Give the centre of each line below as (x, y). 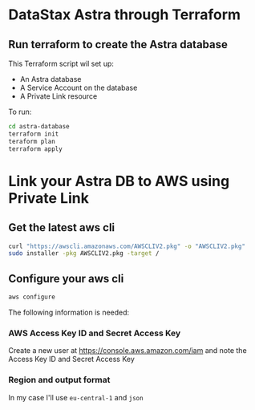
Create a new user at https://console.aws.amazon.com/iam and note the (127, 351)
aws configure (32, 297)
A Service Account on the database (79, 87)
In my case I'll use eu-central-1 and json (76, 397)
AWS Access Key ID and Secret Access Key (95, 333)
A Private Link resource (59, 96)
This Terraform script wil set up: (61, 63)
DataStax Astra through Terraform (125, 15)
